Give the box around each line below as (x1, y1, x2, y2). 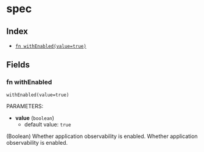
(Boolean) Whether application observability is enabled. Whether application (6, 133, 198, 140)
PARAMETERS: (6, 102, 44, 109)
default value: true (24, 120, 71, 128)
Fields (6, 60, 30, 70)
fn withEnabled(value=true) (15, 43, 86, 49)
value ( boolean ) (15, 114, 55, 122)
